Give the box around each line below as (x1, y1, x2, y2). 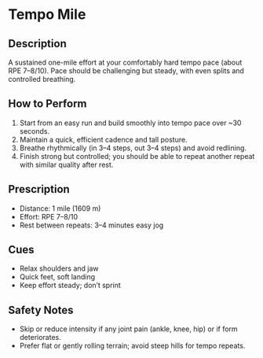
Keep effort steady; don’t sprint (19, 281, 122, 290)
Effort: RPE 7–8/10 (19, 212, 79, 221)
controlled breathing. (8, 75, 76, 83)
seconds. (19, 126, 50, 135)
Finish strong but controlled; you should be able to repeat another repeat (19, 151, 255, 161)
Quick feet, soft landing (19, 272, 96, 282)
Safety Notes (8, 303, 74, 316)
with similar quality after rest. (19, 160, 114, 169)
